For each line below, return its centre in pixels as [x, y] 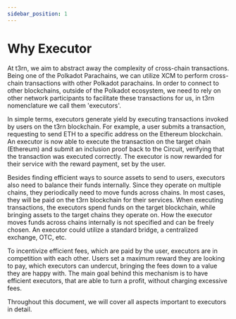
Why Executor [50, 48]
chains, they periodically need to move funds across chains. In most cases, [116, 192]
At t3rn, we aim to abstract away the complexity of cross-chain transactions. [118, 68]
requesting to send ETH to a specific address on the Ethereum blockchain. [115, 134]
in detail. [20, 309]
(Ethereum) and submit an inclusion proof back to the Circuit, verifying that [116, 149]
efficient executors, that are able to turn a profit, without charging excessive [117, 280]
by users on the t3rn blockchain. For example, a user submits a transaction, [117, 126]
